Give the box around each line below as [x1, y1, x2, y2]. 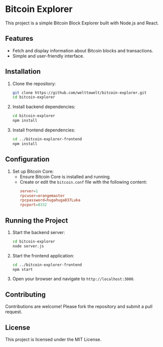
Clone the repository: [12, 81, 56, 87]
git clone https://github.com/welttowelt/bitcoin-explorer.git [12, 90, 147, 95]
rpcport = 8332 [19, 203, 47, 208]
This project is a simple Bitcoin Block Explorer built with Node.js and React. [5, 20, 159, 26]
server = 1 [19, 188, 38, 194]
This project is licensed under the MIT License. [5, 337, 102, 343]
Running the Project [5, 216, 68, 225]
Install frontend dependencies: [12, 127, 76, 133]
